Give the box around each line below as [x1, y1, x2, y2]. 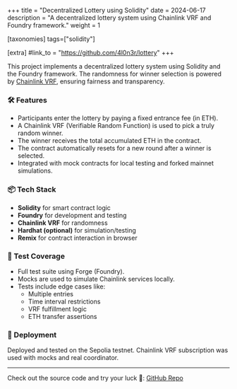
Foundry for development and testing [17, 211, 127, 219]
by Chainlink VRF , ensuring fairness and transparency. [7, 77, 165, 86]
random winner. [17, 129, 63, 137]
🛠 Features [7, 95, 47, 105]
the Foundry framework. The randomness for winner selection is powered [7, 70, 222, 78]
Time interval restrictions [28, 297, 101, 306]
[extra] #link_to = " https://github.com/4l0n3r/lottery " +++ [7, 49, 174, 57]
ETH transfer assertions [28, 312, 97, 320]
